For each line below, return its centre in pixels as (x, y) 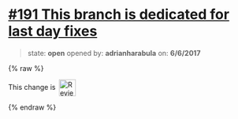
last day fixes (53, 31)
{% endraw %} (32, 107)
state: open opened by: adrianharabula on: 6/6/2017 (114, 53)
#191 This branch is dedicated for (119, 15)
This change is (32, 87)
